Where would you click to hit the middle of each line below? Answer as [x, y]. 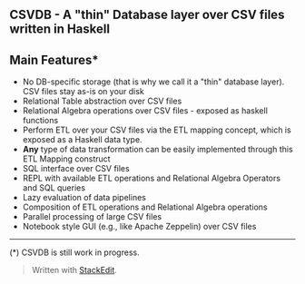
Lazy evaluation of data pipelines [84, 198]
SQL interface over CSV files [76, 169]
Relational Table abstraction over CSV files [102, 101]
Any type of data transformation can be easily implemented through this [157, 150]
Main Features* [54, 59]
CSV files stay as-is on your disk [84, 92]
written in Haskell [60, 29]
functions [40, 121]
